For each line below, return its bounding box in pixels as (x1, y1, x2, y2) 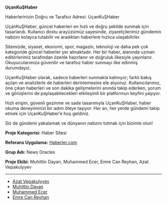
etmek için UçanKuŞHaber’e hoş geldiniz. (5, 110, 90, 116)
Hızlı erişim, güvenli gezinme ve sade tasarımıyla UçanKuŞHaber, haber (5, 100, 152, 106)
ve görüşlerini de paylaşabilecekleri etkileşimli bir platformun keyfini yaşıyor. (5, 91, 161, 96)
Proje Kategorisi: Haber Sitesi (5, 130, 67, 136)
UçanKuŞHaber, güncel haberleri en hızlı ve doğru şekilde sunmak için (5, 23, 149, 29)
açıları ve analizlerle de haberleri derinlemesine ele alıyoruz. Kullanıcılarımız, (5, 80, 161, 86)
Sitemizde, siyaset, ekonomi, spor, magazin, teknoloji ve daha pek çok (5, 44, 149, 49)
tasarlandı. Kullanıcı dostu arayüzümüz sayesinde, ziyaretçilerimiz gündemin (5, 29, 162, 34)
